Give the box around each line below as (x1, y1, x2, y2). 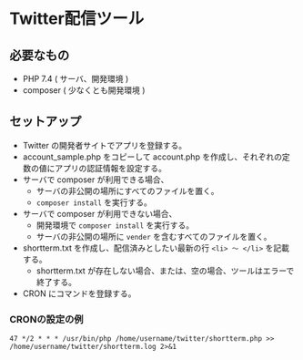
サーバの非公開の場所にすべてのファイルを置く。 (35, 185, 220, 196)
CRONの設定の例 (9, 313, 84, 325)
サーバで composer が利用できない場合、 (22, 208, 177, 219)
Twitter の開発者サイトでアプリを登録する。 (22, 139, 187, 150)
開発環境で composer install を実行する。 (35, 220, 195, 231)
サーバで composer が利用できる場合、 (22, 174, 169, 185)
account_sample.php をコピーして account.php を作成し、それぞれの (22, 151, 282, 162)
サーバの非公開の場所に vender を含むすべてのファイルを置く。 (35, 231, 272, 242)
